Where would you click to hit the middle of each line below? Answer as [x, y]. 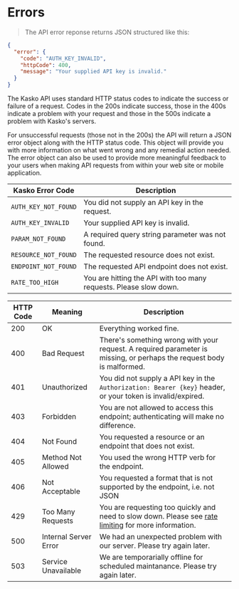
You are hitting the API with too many [145, 278]
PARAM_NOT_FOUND [38, 239]
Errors [26, 12]
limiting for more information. [148, 526]
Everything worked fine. [139, 328]
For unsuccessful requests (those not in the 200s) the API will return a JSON [119, 135]
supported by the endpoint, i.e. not [157, 487]
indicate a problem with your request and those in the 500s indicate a [109, 114]
